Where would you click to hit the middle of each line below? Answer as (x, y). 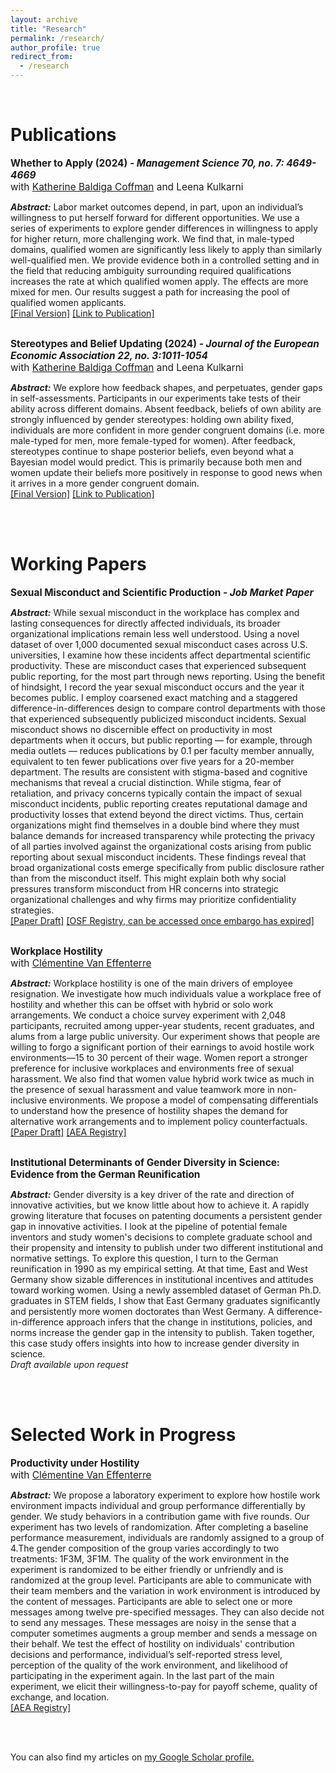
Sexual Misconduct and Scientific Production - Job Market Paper (162, 592)
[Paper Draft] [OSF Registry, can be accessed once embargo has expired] (162, 920)
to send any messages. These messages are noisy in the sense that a (153, 1622)
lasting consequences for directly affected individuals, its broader (145, 623)
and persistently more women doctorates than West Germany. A (142, 1311)
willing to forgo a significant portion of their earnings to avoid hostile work (162, 1047)
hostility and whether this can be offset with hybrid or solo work (142, 1004)
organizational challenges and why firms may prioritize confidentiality (153, 899)
